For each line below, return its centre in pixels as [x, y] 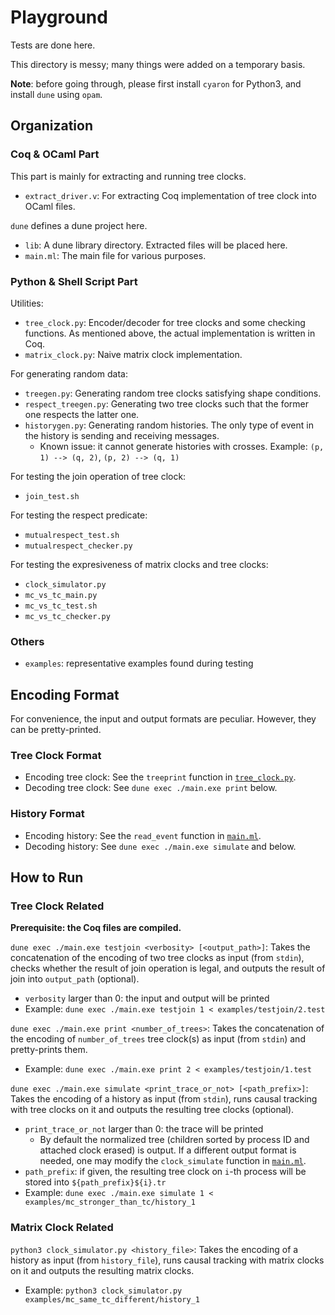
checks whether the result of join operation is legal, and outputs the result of [168, 968]
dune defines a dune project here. [79, 225]
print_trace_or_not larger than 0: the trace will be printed [144, 1129]
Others [27, 641]
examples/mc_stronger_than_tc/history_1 [110, 1202]
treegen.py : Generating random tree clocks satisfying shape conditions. [173, 393]
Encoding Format [65, 694]
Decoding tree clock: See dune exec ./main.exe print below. [151, 788]
